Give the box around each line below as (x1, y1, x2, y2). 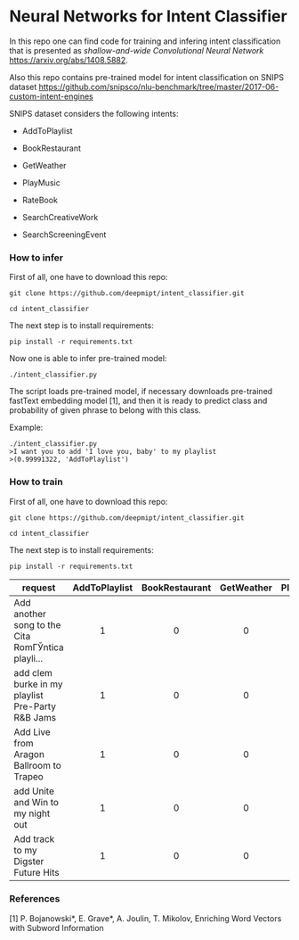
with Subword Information (9, 922, 104, 933)
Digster (13, 854, 44, 867)
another (13, 607, 47, 620)
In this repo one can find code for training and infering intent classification (9, 36, 281, 46)
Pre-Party (13, 700, 56, 713)
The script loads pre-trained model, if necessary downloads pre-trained (9, 386, 273, 397)
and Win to (13, 796, 60, 808)
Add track (13, 832, 55, 845)
